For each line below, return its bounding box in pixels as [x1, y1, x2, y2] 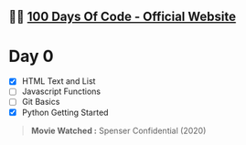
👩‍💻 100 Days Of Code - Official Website [8, 9, 237, 25]
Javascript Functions [21, 86, 102, 97]
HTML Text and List [21, 76, 96, 87]
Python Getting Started [21, 107, 109, 118]
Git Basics [21, 97, 60, 108]
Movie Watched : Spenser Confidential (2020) [30, 125, 207, 136]
